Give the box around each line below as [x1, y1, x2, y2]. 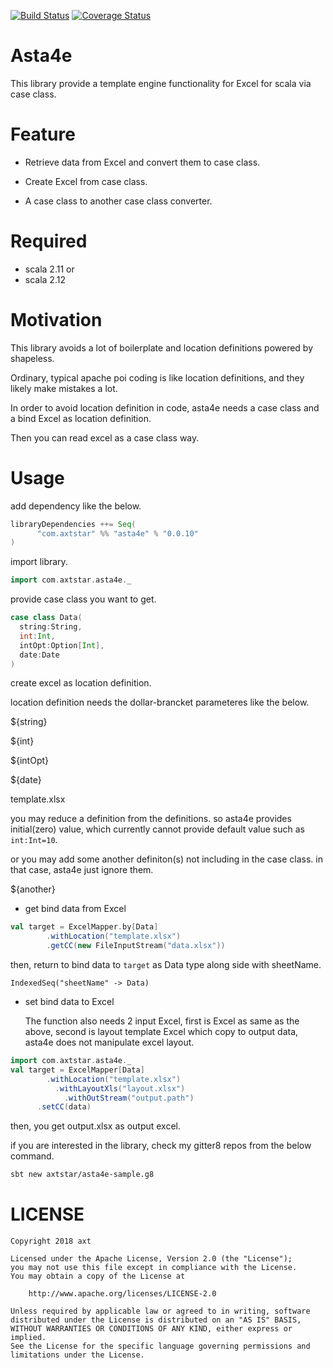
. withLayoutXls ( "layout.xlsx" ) [54, 1083, 186, 1094]
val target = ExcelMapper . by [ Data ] [10, 922, 159, 932]
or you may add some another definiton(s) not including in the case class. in [10, 853, 323, 865]
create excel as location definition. [10, 677, 152, 689]
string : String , [19, 622, 83, 632]
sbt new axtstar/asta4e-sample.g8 [10, 1170, 155, 1180]
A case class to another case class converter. [24, 195, 213, 207]
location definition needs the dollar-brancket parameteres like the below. [10, 696, 310, 709]
